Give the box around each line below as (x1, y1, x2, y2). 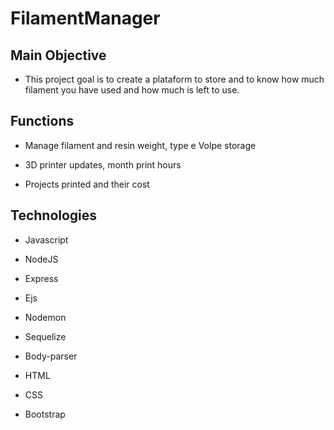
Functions (10, 113, 75, 130)
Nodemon (24, 311, 67, 323)
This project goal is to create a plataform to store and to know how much (24, 73, 325, 85)
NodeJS (24, 253, 59, 265)
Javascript (24, 233, 69, 246)
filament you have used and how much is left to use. (24, 84, 240, 96)
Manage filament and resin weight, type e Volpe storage (24, 139, 257, 151)
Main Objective (10, 47, 107, 64)
